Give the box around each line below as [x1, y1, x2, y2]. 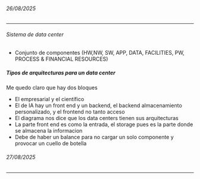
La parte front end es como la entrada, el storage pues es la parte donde [14, 121, 193, 128]
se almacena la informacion [14, 127, 83, 134]
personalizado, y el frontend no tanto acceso [14, 108, 125, 115]
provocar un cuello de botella [14, 140, 87, 147]
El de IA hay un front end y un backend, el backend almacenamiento [14, 102, 183, 109]
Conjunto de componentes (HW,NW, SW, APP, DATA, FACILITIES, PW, [14, 49, 185, 56]
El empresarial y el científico [14, 96, 85, 103]
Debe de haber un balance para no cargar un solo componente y [14, 134, 174, 141]
